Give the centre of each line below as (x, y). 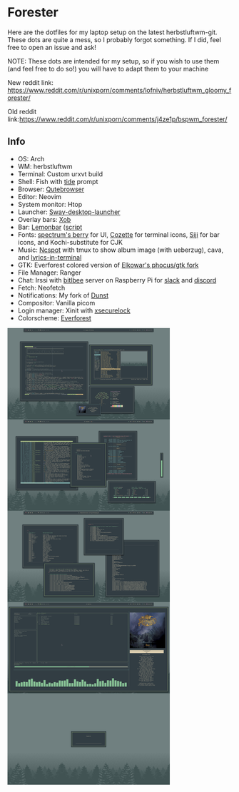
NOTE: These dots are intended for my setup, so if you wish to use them (113, 61)
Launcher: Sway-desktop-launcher (69, 212)
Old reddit (22, 111)
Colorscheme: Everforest (54, 318)
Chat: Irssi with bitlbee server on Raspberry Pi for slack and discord (117, 280)
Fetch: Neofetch (41, 288)
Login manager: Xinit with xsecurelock (74, 310)
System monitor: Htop (50, 204)
